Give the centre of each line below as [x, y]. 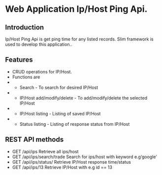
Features [19, 60]
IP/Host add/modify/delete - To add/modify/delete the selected [83, 98]
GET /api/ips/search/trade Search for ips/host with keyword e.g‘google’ [84, 157]
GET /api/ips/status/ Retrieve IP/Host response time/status [72, 162]
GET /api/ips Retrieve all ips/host [45, 151]
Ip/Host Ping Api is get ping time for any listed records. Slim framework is [79, 39]
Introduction [25, 27]
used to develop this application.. [39, 44]
